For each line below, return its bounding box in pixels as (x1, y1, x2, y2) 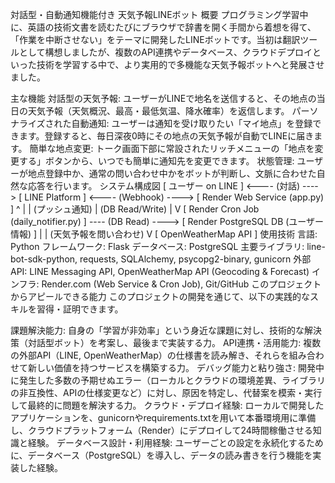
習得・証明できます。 (36, 303, 124, 315)
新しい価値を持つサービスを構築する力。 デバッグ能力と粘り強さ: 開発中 (27, 362, 325, 373)
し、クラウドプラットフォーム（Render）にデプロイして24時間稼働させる (10, 424, 313, 436)
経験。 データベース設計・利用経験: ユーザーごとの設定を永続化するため (27, 437, 324, 448)
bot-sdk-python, (10, 253, 78, 265)
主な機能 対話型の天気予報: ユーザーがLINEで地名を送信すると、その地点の (10, 93, 317, 104)
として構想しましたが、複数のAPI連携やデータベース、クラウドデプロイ (18, 46, 313, 58)
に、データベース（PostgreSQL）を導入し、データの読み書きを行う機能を (10, 449, 313, 461)
